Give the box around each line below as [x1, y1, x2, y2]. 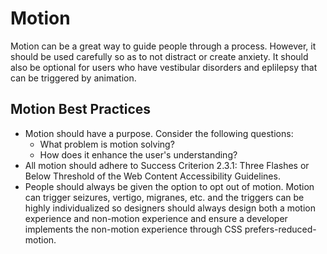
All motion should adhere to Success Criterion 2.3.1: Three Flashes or [24, 159, 310, 171]
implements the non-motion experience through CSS [24, 223, 243, 235]
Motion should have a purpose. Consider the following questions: [24, 127, 294, 139]
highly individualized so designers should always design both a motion [24, 202, 316, 214]
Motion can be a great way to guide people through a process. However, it [10, 40, 317, 52]
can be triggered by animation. [10, 72, 137, 84]
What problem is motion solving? [39, 138, 175, 150]
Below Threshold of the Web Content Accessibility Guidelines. [24, 170, 281, 182]
